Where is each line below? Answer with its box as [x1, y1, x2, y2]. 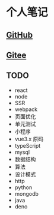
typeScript [14, 142, 41, 149]
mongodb [14, 190, 39, 197]
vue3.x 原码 [14, 135, 44, 142]
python [14, 184, 33, 191]
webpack [14, 106, 37, 113]
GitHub [6, 29, 33, 40]
